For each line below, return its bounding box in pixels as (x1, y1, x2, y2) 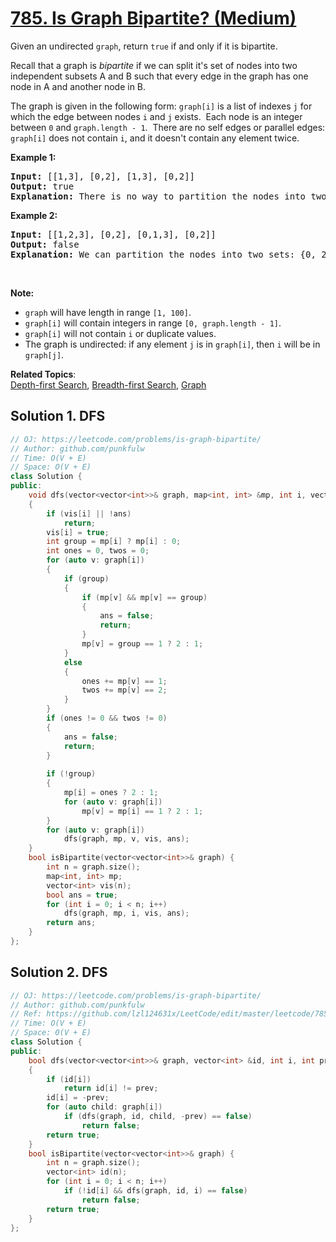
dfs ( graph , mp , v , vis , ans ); (63, 834, 190, 844)
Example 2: (10, 209, 58, 221)
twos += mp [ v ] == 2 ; (81, 685, 168, 696)
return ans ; (46, 918, 97, 928)
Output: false (10, 238, 80, 250)
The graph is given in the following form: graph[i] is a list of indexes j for (10, 100, 313, 112)
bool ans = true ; (46, 890, 118, 900)
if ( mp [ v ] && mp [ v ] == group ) (81, 592, 208, 602)
